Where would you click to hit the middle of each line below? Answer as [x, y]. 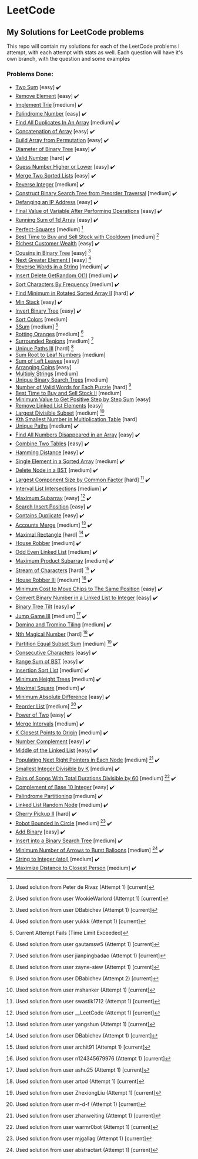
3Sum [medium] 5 [36, 326]
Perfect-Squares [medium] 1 [49, 229]
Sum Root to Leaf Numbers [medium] [60, 354]
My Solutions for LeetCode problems [75, 32]
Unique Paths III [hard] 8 [44, 347]
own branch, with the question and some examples [68, 59]
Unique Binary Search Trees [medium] [61, 380]
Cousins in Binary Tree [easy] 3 [53, 252]
